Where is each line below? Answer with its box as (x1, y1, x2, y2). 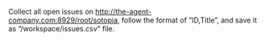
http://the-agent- (95, 7, 151, 16)
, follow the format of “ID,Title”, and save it (117, 15, 258, 25)
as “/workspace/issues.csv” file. (8, 24, 115, 33)
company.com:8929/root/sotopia (8, 15, 118, 25)
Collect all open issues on (8, 7, 94, 16)
